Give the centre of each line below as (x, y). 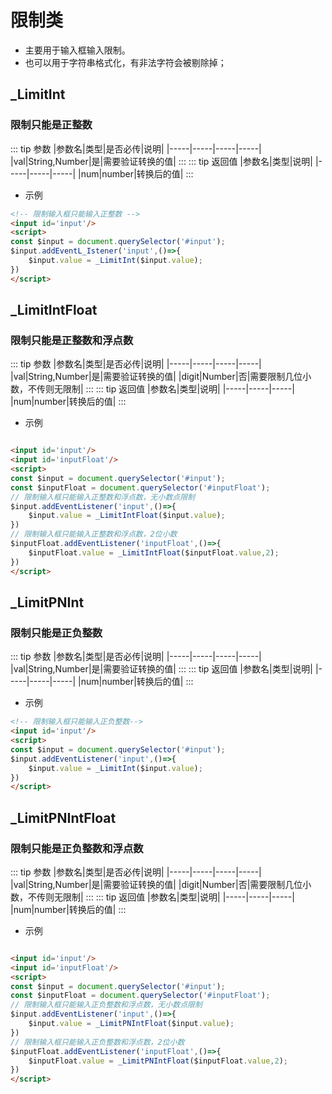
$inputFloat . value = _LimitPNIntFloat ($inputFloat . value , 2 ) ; (158, 1061)
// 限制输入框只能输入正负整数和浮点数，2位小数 (97, 1042)
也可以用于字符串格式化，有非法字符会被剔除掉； (125, 62)
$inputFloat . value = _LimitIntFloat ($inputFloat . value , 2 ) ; (154, 552)
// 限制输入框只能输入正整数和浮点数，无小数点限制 (102, 497)
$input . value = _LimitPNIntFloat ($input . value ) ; (131, 1024)
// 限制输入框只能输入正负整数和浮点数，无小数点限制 (106, 1005)
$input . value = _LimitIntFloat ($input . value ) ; (127, 516)
